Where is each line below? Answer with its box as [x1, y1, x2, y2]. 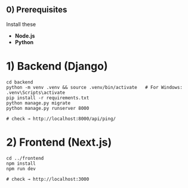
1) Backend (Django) [6, 60, 108, 73]
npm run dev [6, 165, 36, 172]
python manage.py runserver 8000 [6, 105, 90, 111]
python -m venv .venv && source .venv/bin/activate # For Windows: [6, 84, 183, 90]
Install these [6, 20, 36, 27]
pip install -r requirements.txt [6, 95, 90, 101]
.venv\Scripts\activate [6, 90, 66, 95]
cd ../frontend [6, 155, 44, 161]
